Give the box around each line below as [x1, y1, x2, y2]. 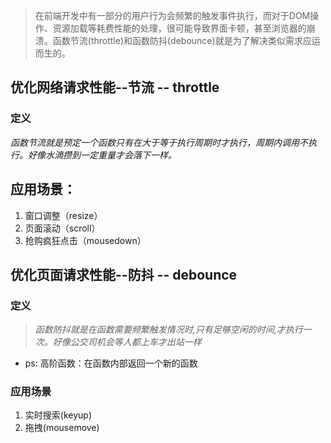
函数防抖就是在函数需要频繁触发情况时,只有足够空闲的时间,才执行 [34, 324, 303, 336]
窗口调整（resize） [24, 209, 103, 221]
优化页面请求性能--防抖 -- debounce [10, 266, 238, 283]
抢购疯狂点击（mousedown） [24, 234, 147, 246]
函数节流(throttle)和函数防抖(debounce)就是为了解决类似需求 [52, 35, 303, 46]
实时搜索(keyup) [24, 409, 92, 421]
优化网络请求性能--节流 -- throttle [10, 79, 220, 96]
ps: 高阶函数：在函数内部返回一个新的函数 [24, 357, 198, 369]
